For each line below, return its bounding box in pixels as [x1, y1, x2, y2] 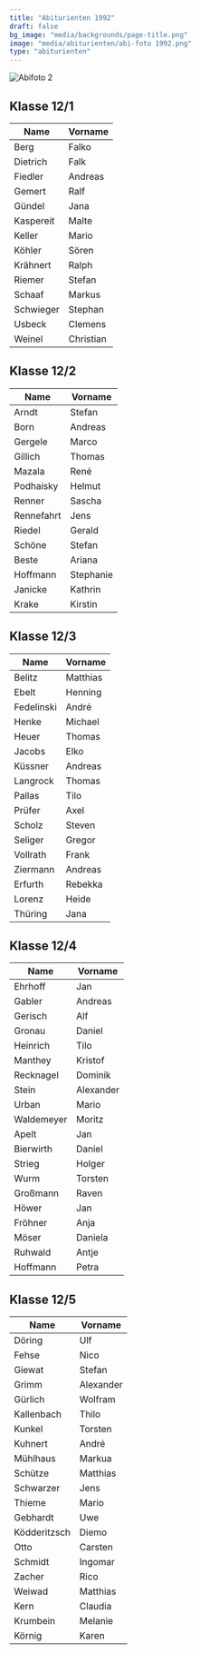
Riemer [14, 274, 44, 286]
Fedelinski [14, 701, 57, 713]
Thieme [14, 1497, 47, 1510]
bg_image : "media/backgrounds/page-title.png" [9, 30, 188, 39]
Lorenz [14, 892, 44, 905]
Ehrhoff [14, 981, 46, 993]
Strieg [14, 1158, 40, 1171]
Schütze [14, 1467, 50, 1480]
